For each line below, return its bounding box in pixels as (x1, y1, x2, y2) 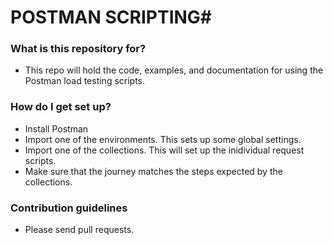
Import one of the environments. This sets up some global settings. (24, 133, 302, 145)
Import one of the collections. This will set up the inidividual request (24, 144, 305, 156)
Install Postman (24, 122, 89, 135)
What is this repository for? (10, 42, 147, 56)
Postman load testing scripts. (24, 75, 146, 87)
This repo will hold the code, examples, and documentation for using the (24, 64, 324, 76)
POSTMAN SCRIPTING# (10, 6, 213, 29)
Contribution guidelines (10, 201, 128, 215)
